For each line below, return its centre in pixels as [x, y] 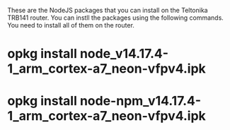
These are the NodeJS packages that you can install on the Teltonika [108, 10]
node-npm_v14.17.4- [140, 101]
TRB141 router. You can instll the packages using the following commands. [116, 18]
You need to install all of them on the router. [71, 25]
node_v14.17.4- [124, 54]
